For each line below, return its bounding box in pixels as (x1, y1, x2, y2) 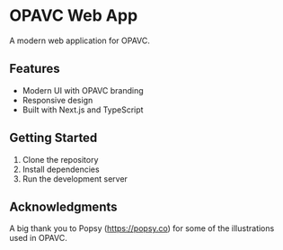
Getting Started (9, 130, 98, 146)
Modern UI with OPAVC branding (22, 85, 144, 95)
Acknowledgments (9, 199, 119, 214)
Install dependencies (22, 164, 101, 174)
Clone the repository (22, 154, 99, 165)
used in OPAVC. (9, 233, 67, 244)
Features (9, 61, 60, 76)
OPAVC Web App (9, 5, 138, 26)
